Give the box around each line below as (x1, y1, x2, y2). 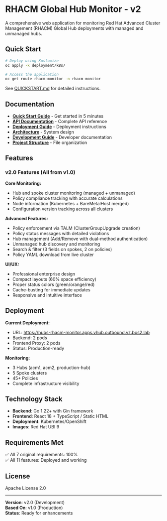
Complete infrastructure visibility (12, 380, 80, 387)
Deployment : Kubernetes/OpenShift (12, 418, 87, 424)
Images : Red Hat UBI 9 (12, 424, 60, 430)
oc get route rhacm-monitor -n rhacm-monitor (5, 76, 101, 82)
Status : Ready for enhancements (5, 510, 73, 516)
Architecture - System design (12, 129, 75, 135)
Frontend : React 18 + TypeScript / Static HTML (12, 413, 109, 419)
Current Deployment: (5, 320, 50, 326)
